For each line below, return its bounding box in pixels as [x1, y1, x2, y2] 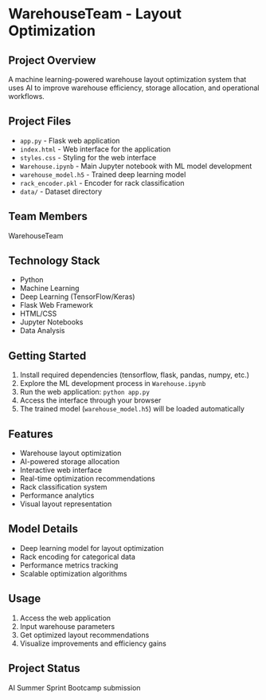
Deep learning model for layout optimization [19, 543, 164, 553]
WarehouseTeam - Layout [8, 5, 182, 23]
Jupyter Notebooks [19, 317, 84, 327]
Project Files [8, 115, 72, 128]
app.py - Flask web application [19, 136, 120, 145]
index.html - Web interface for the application [19, 144, 171, 154]
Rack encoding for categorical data [19, 552, 135, 561]
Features [8, 427, 53, 441]
